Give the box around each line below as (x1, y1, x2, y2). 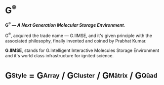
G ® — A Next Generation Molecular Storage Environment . (5, 21, 125, 28)
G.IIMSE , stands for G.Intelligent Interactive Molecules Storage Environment (5, 47, 160, 53)
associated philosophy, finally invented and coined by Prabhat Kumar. (5, 38, 147, 43)
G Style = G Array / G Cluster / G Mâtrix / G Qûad (5, 70, 158, 81)
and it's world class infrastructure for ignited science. (5, 52, 114, 58)
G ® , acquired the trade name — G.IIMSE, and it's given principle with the (5, 32, 152, 39)
